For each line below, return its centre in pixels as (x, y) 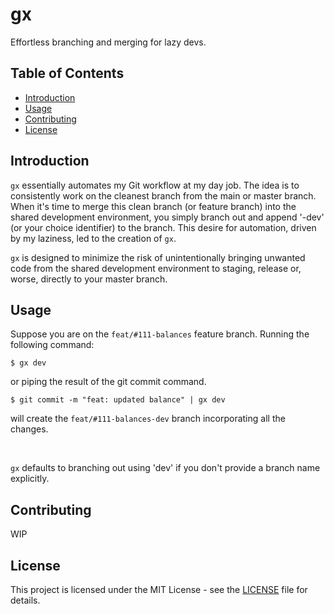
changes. (29, 429)
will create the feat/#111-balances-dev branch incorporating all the (148, 419)
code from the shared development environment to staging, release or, (156, 268)
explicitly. (30, 479)
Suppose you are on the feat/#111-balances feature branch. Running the (160, 334)
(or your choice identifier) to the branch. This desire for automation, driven (163, 227)
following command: (52, 345)
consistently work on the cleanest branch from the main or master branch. (163, 195)
